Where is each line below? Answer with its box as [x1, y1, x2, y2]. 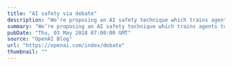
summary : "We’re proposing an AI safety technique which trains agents [7, 23, 217, 30]
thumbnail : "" [7, 49, 48, 56]
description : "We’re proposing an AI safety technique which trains [7, 16, 209, 23]
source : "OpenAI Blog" [7, 36, 72, 43]
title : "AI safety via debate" [7, 10, 97, 17]
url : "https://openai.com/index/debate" [7, 42, 126, 49]
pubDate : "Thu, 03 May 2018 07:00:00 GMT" [7, 29, 131, 36]
